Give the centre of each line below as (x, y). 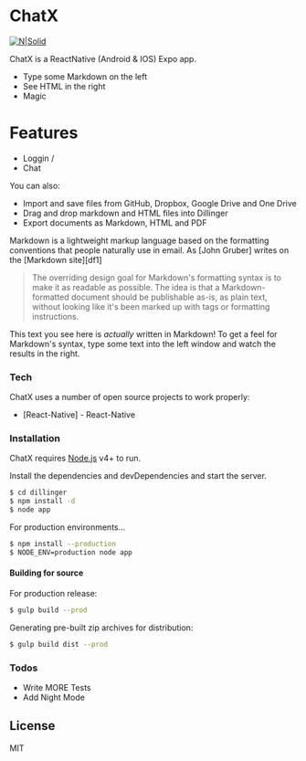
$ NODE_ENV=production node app (71, 552)
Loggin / (38, 158)
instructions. (55, 316)
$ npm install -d (42, 502)
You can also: (35, 185)
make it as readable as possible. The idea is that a (126, 287)
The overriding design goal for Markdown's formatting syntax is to (156, 277)
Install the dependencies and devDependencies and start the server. (138, 476)
